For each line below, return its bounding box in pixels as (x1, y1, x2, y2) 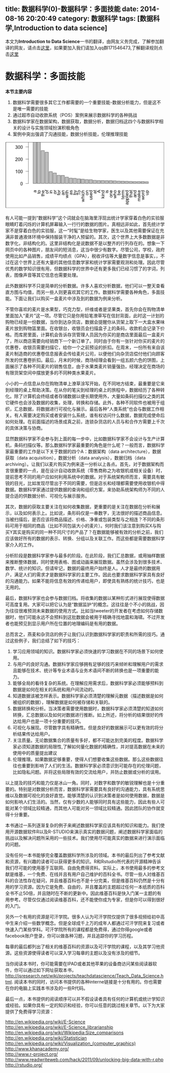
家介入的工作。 (5, 542, 36, 548)
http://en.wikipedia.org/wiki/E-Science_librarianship (5, 1024, 113, 1030)
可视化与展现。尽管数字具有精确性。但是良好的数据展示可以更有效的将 (12, 725, 159, 731)
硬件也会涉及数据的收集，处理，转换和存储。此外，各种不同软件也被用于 (9, 400, 160, 406)
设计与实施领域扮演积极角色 (21, 124, 79, 131)
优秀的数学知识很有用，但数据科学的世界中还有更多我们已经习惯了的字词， (5, 266, 160, 272)
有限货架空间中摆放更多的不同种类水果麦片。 (5, 370, 99, 376)
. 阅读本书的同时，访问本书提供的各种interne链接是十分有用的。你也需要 (12, 979, 162, 985)
